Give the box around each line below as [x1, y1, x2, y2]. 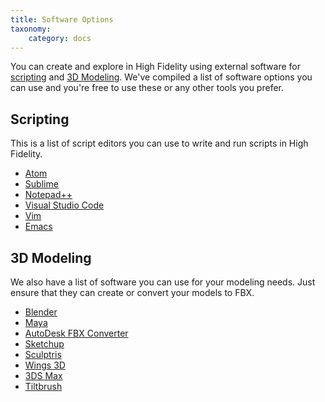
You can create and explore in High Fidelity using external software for [10, 61, 301, 73]
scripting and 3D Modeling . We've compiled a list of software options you [10, 71, 313, 83]
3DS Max [24, 370, 63, 381]
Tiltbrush [24, 381, 63, 392]
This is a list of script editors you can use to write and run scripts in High [10, 137, 309, 150]
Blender [24, 306, 58, 318]
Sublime [24, 178, 59, 190]
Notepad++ [24, 189, 73, 201]
